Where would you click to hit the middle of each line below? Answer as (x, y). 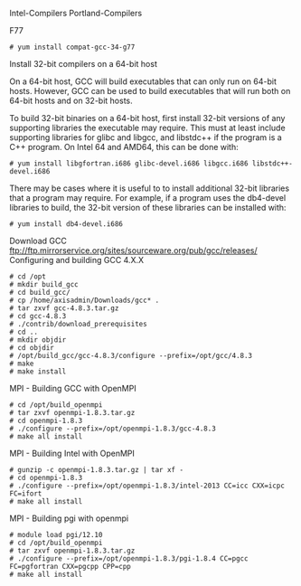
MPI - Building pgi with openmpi (69, 518)
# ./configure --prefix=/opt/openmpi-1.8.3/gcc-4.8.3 (113, 429)
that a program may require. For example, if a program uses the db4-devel (148, 198)
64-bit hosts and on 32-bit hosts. (71, 100)
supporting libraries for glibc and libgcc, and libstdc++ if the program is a (146, 137)
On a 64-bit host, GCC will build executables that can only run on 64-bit (143, 81)
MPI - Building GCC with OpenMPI (73, 388)
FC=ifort (26, 494)
